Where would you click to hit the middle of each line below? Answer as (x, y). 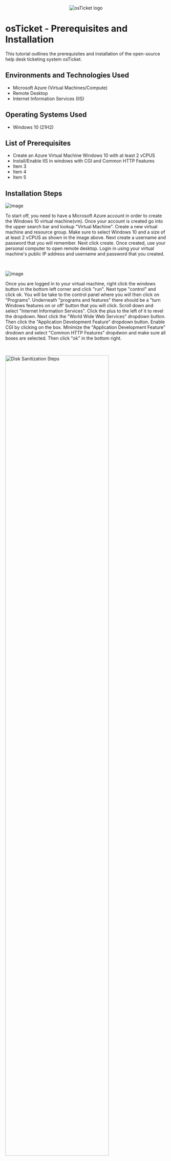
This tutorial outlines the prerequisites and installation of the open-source (83, 53)
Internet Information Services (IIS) (48, 99)
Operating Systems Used (46, 115)
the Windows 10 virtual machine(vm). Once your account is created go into (84, 221)
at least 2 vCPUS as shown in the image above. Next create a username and (86, 238)
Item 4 (19, 172)
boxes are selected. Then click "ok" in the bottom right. (63, 338)
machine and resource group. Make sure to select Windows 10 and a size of (85, 232)
